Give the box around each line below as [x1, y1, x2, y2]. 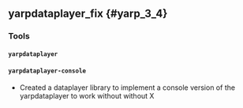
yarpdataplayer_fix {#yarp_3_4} [8, 7, 168, 20]
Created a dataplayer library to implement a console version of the [19, 83, 235, 92]
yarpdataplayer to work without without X [19, 91, 155, 101]
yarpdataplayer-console [8, 67, 87, 75]
